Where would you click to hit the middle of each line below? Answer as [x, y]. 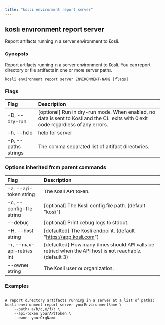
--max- [25, 245]
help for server [55, 133]
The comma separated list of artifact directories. [94, 147]
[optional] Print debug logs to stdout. [86, 223]
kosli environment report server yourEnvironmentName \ [63, 305]
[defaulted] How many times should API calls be [99, 245]
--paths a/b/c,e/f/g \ [37, 309]
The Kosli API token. [67, 191]
